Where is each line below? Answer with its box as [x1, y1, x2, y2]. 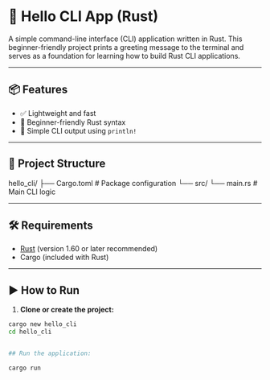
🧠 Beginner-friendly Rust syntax [19, 117, 126, 127]
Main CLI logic [8, 187, 56, 196]
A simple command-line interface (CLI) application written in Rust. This [8, 34, 243, 43]
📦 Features [8, 83, 68, 97]
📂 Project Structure [8, 157, 106, 171]
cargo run [8, 364, 42, 372]
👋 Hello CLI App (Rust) [8, 7, 159, 26]
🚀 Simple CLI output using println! [19, 126, 137, 135]
